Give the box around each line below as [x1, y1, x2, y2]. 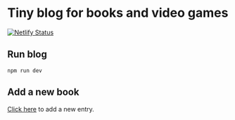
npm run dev [7, 67, 42, 74]
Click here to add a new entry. [7, 105, 95, 113]
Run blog [7, 48, 47, 60]
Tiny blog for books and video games [7, 5, 229, 21]
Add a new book [7, 86, 80, 98]
